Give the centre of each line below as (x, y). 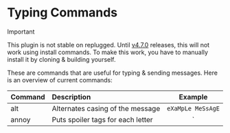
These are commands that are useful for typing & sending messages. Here (113, 73)
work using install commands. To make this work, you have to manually (107, 52)
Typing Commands (62, 13)
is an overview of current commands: (60, 80)
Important (21, 32)
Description (71, 97)
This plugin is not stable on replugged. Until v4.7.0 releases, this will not (108, 45)
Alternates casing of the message (106, 108)
